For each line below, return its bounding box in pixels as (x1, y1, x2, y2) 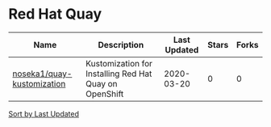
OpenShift (85, 88, 124, 99)
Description (98, 39, 144, 50)
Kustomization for (85, 57, 153, 69)
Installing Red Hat (85, 68, 152, 79)
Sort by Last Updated (8, 108, 79, 118)
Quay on (85, 78, 119, 89)
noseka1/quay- (12, 68, 73, 79)
